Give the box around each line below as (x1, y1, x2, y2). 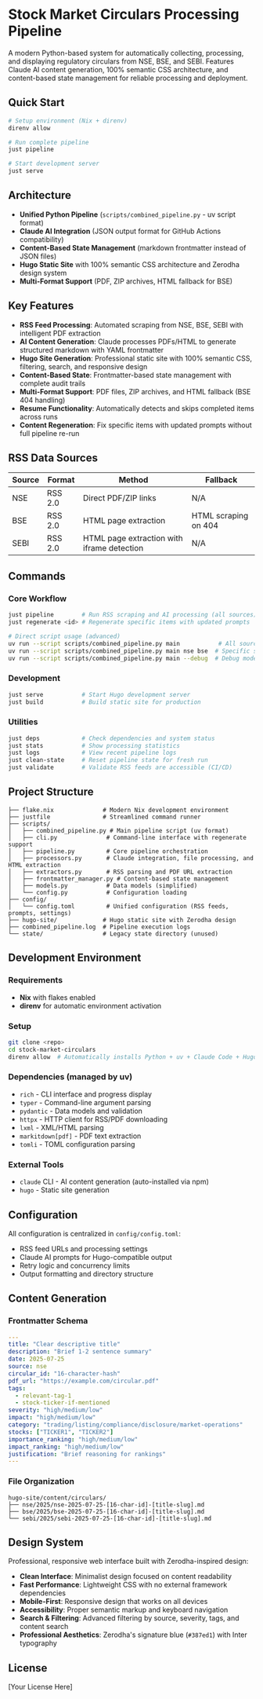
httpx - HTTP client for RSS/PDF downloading (19, 1114, 168, 1124)
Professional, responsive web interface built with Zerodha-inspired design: (8, 1557, 249, 1566)
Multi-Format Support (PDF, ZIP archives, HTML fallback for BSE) (19, 276, 233, 286)
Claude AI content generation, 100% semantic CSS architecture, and (8, 64, 229, 74)
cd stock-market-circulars (8, 1045, 96, 1053)
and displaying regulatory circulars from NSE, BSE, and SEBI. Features (8, 57, 235, 66)
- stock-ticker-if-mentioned (15, 1399, 110, 1407)
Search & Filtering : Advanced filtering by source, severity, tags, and (19, 1613, 240, 1623)
